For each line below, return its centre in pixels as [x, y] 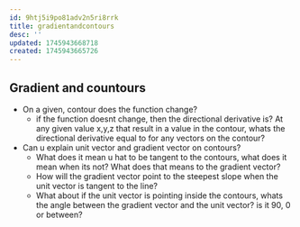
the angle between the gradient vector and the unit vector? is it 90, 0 [163, 204]
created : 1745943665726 [54, 51]
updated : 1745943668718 [54, 43]
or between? [59, 214]
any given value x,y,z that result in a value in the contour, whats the [160, 128]
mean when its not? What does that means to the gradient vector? [158, 167]
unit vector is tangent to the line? [96, 186]
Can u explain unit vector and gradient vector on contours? [132, 147]
